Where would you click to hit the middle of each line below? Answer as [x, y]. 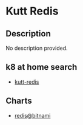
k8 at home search [41, 67]
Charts [19, 101]
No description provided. [37, 48]
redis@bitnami [32, 115]
